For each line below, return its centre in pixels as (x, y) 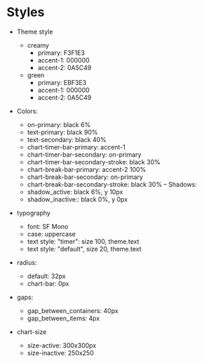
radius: (27, 262)
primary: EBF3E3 (62, 82)
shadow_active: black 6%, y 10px (75, 192)
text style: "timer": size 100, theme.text (83, 241)
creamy (38, 45)
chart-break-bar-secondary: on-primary (85, 177)
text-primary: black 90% (63, 132)
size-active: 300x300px (62, 345)
